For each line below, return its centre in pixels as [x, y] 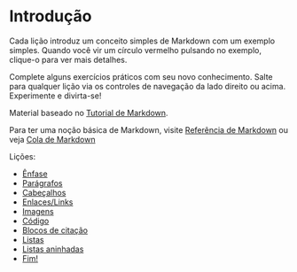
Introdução [51, 16]
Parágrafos [43, 183]
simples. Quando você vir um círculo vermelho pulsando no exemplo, [135, 50]
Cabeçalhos [44, 192]
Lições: [23, 156]
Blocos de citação [55, 230]
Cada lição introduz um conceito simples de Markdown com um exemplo [142, 41]
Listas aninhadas [53, 249]
